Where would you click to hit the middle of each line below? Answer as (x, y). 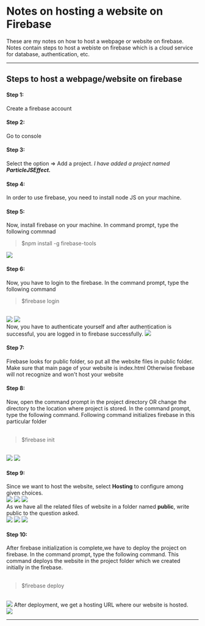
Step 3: (16, 150)
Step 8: (16, 388)
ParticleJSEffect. (28, 170)
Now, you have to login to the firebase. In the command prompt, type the (98, 282)
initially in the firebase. (35, 567)
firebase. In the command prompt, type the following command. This (92, 554)
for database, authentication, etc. (48, 54)
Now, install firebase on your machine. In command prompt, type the (92, 225)
